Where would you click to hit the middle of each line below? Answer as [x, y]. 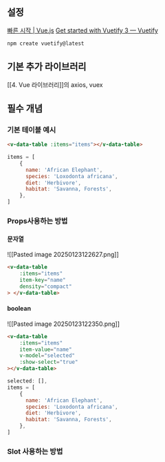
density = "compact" [46, 286]
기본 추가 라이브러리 [47, 67]
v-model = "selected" [47, 356]
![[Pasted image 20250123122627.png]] [63, 255]
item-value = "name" [46, 349]
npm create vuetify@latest [46, 44]
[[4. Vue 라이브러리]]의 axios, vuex [55, 84]
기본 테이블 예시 [32, 130]
